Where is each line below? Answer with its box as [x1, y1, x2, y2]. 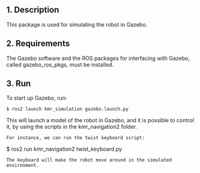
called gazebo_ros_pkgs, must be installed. [6, 60, 114, 68]
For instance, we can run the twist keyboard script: [6, 135, 145, 141]
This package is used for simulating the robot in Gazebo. [6, 21, 148, 28]
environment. [6, 163, 39, 169]
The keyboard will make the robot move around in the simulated [6, 157, 172, 163]
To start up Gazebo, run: [6, 94, 67, 102]
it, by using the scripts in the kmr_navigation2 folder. [6, 123, 138, 131]
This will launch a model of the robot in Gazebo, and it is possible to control [6, 117, 195, 124]
